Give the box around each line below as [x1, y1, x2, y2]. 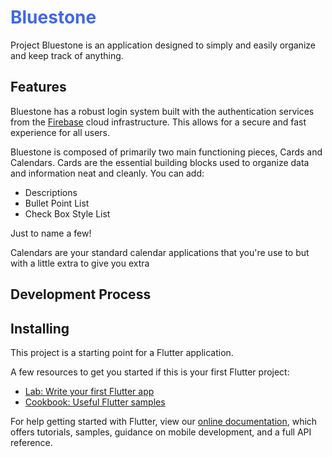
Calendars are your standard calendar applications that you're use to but [10, 246, 310, 258]
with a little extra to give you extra [10, 257, 150, 269]
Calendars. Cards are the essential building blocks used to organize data [10, 156, 310, 168]
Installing [10, 320, 70, 337]
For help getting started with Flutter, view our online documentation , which [10, 415, 318, 427]
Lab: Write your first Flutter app [24, 385, 155, 397]
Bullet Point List [24, 197, 90, 209]
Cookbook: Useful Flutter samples [24, 396, 166, 408]
